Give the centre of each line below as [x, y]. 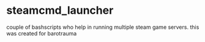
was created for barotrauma [42, 33]
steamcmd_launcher [60, 10]
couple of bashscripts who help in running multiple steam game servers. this [103, 27]
